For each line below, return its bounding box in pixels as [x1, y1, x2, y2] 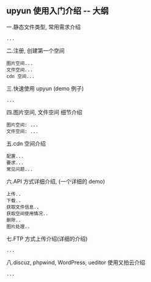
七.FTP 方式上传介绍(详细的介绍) [6, 235, 88, 242]
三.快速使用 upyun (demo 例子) [6, 84, 84, 92]
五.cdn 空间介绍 [6, 139, 46, 147]
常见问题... [6, 166, 34, 173]
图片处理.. [6, 223, 31, 229]
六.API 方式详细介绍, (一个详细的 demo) [6, 177, 105, 185]
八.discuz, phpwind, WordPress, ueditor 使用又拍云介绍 [6, 259, 145, 266]
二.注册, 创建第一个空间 [6, 46, 65, 54]
